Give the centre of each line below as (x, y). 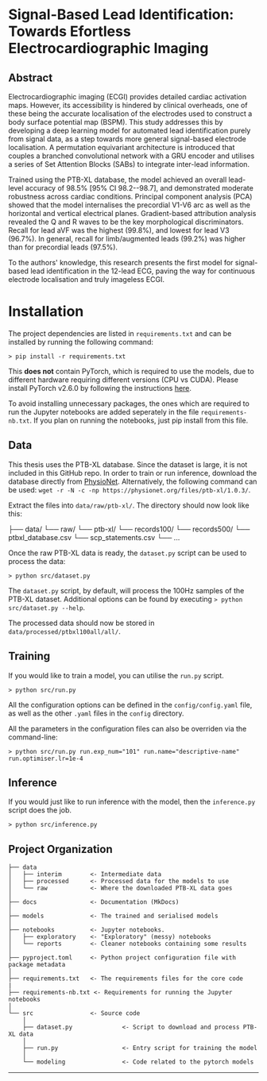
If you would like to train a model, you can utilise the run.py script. (116, 675)
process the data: (37, 561)
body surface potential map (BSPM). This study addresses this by (116, 122)
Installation (46, 312)
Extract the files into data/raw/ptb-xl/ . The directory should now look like (129, 505)
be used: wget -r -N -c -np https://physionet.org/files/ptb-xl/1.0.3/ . (130, 489)
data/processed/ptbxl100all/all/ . (64, 631)
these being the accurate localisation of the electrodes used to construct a (130, 114)
